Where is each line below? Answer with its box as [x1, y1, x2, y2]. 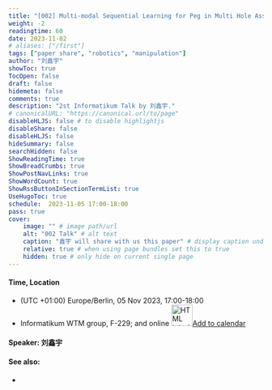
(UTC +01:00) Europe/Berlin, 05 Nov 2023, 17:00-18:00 [19, 295, 204, 305]
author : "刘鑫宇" [8, 57, 63, 66]
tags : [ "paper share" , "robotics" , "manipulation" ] [8, 49, 186, 57]
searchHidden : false [8, 147, 79, 155]
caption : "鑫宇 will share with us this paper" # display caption [23, 238, 249, 246]
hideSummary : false [8, 139, 74, 148]
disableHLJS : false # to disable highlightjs [8, 117, 164, 125]
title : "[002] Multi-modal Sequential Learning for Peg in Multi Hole [8, 11, 252, 20]
